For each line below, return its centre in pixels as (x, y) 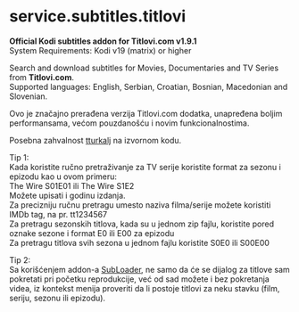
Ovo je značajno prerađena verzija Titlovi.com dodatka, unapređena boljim (146, 113)
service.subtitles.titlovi (98, 16)
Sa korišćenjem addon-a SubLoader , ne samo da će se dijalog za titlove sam (149, 269)
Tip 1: (19, 157)
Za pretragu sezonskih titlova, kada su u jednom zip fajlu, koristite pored (142, 224)
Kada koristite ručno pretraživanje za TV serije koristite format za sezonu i (145, 167)
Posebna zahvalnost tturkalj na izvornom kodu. (96, 140)
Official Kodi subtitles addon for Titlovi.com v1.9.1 (103, 41)
